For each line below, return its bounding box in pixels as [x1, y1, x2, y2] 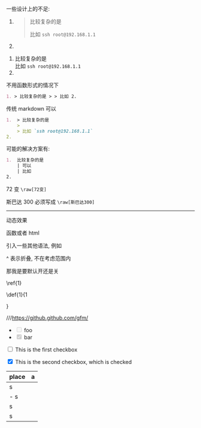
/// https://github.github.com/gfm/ [6, 314, 89, 321]
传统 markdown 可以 [6, 105, 57, 112]
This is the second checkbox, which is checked [14, 358, 132, 365]
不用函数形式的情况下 [6, 81, 59, 89]
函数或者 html [6, 229, 40, 236]
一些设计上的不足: [6, 5, 50, 12]
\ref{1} [6, 279, 22, 286]
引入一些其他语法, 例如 [6, 242, 62, 249]
